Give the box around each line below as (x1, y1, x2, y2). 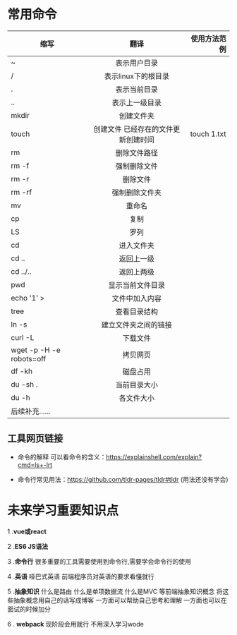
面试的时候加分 (7, 605, 51, 613)
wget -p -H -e (11, 345, 61, 355)
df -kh (11, 366, 33, 376)
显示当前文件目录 (108, 280, 166, 290)
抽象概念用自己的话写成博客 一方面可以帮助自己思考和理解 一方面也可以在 (13, 595, 227, 604)
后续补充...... (11, 406, 51, 416)
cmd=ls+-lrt (17, 460, 53, 469)
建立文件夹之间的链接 (101, 320, 173, 329)
